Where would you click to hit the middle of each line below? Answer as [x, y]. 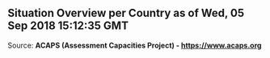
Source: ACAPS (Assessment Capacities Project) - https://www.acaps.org [135, 45]
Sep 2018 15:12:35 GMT [68, 26]
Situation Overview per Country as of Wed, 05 [126, 13]
